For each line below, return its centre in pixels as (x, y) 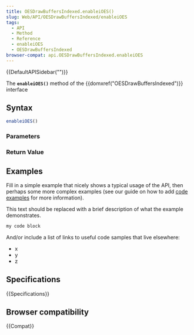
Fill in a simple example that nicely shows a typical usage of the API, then (95, 185)
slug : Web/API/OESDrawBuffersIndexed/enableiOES (67, 17)
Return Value (25, 152)
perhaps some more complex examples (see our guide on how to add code (97, 191)
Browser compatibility (48, 312)
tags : (13, 22)
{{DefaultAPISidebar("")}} (37, 72)
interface (17, 89)
